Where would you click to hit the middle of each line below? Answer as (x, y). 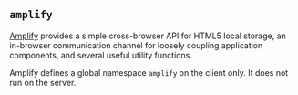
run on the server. (43, 82)
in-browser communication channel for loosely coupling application (136, 45)
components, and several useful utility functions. (101, 55)
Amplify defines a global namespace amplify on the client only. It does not (149, 72)
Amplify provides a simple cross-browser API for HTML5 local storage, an (148, 36)
